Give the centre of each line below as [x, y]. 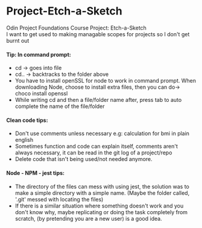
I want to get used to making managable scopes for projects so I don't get [98, 34]
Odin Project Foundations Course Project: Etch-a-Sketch [76, 28]
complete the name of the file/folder [60, 106]
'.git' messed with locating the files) [59, 199]
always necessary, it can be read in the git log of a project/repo [93, 153]
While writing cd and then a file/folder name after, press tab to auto [98, 100]
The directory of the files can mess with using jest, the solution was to [102, 186]
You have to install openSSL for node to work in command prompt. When [105, 81]
